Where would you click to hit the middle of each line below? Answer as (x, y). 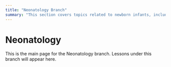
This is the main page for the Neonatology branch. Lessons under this (78, 54)
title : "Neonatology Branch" (36, 10)
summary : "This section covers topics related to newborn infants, (78, 15)
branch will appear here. (31, 59)
